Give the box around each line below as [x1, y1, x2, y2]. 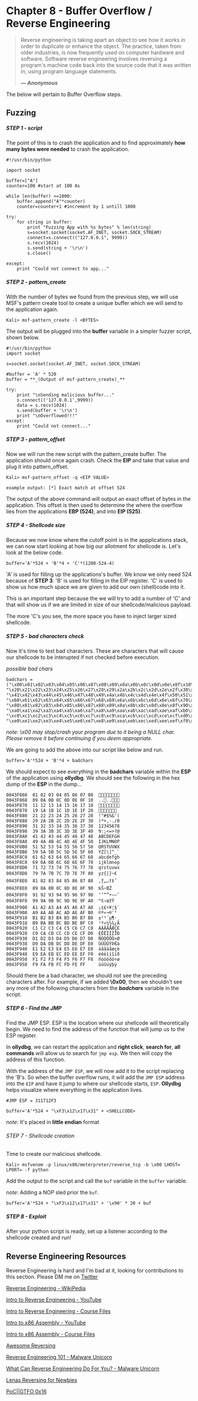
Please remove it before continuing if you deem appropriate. [6, 735, 153, 742]
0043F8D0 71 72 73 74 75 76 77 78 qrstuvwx [6, 865, 120, 871]
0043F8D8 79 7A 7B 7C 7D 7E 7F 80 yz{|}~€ [6, 870, 117, 877]
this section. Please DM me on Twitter [6, 1273, 98, 1280]
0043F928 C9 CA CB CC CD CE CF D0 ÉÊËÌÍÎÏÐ [6, 931, 120, 937]
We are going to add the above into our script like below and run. [6, 746, 164, 753]
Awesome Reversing [6, 1342, 56, 1349]
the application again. [6, 306, 59, 313]
